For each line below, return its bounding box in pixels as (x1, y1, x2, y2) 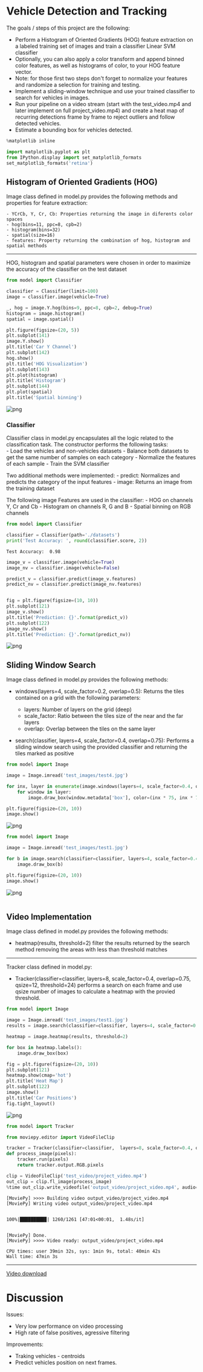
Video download (6, 1270, 47, 1277)
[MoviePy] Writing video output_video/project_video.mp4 (6, 1201, 153, 1207)
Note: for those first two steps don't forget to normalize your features (14, 75, 188, 82)
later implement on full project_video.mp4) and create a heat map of (14, 107, 184, 114)
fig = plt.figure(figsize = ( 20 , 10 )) (6, 1061, 98, 1067)
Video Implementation (6, 912, 92, 922)
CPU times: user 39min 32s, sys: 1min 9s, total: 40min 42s (6, 1248, 161, 1254)
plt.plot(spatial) (6, 389, 53, 395)
